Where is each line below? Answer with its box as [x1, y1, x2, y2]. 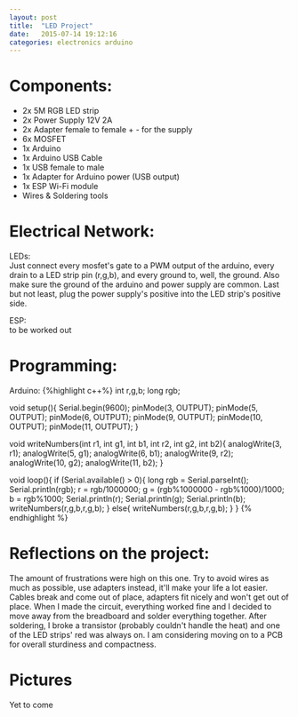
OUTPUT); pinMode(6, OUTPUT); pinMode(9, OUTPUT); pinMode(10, [9, 412, 263, 423]
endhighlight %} [9, 513, 68, 523]
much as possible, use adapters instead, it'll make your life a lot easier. [9, 583, 269, 593]
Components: [9, 76, 113, 96]
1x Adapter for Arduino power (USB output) [21, 171, 181, 182]
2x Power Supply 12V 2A [21, 115, 113, 125]
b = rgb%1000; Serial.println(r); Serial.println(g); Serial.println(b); [9, 494, 246, 505]
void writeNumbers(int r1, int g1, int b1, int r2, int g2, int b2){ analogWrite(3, [9, 439, 282, 450]
